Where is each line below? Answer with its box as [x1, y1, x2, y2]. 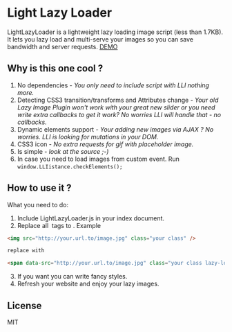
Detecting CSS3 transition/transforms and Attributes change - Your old [17, 96, 219, 104]
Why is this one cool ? [7, 62, 104, 74]
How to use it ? [7, 182, 72, 194]
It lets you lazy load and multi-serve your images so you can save [7, 35, 194, 43]
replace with [7, 247, 45, 254]
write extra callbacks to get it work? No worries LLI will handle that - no [17, 110, 222, 119]
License [7, 299, 42, 311]
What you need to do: [7, 200, 69, 209]
